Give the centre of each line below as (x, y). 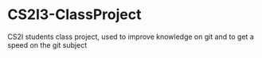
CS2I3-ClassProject (74, 15)
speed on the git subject (47, 44)
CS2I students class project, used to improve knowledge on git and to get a (131, 37)
